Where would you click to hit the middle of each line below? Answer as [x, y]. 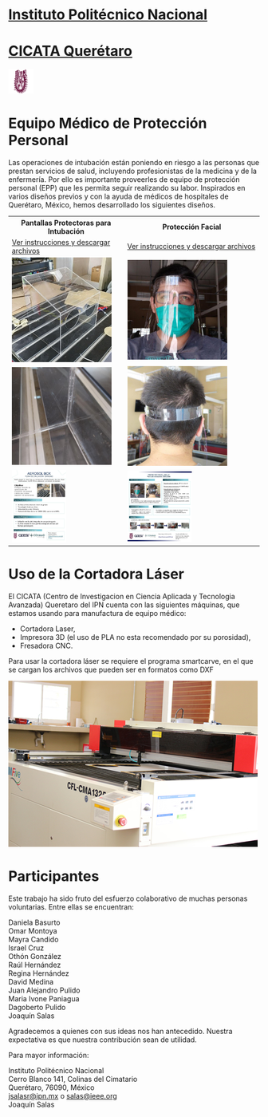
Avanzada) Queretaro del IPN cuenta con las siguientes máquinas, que [124, 605]
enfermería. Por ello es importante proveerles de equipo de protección [124, 180]
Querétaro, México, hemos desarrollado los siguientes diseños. [112, 205]
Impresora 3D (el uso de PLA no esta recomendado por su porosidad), [135, 637]
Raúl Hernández [35, 965]
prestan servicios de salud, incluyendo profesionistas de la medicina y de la [133, 171]
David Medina [31, 981]
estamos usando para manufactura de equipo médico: [97, 613]
